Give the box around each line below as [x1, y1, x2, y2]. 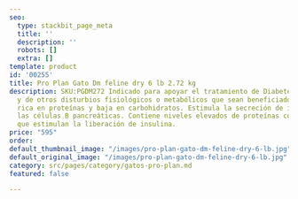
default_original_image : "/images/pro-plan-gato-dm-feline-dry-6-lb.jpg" [9, 152, 288, 162]
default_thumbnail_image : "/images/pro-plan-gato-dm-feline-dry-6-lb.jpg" [9, 144, 292, 153]
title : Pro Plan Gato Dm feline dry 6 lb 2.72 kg [9, 79, 197, 88]
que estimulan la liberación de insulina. [17, 120, 176, 129]
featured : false [9, 169, 69, 178]
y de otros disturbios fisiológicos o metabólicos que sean [17, 95, 244, 104]
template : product [9, 63, 77, 72]
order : [9, 136, 34, 145]
